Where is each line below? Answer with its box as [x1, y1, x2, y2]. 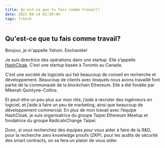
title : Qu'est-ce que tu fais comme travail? [5, 7, 100, 12]
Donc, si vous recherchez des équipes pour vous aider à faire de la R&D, [5, 127, 151, 133]
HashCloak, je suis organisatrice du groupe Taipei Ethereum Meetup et [5, 112, 148, 118]
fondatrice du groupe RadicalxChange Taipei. [5, 118, 97, 123]
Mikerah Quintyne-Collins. [5, 87, 58, 93]
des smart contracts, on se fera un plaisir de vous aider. [5, 138, 118, 144]
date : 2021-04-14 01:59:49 [5, 12, 60, 17]
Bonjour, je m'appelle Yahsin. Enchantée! [5, 48, 87, 53]
